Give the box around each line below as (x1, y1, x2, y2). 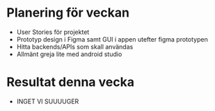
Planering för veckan (6, 5, 130, 21)
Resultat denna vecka (6, 74, 135, 90)
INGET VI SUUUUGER (16, 97, 79, 105)
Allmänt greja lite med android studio (16, 50, 122, 58)
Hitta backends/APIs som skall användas (16, 42, 134, 51)
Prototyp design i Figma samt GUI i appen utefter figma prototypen (16, 35, 208, 43)
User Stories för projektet (16, 28, 90, 36)
